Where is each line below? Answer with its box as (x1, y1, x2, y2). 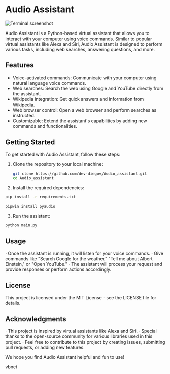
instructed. (12, 112, 36, 118)
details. (5, 300, 21, 306)
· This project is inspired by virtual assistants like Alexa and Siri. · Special (5, 328, 157, 334)
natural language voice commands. (12, 80, 86, 86)
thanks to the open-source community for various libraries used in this (5, 333, 153, 339)
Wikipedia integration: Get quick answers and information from (12, 96, 144, 102)
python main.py (5, 223, 38, 228)
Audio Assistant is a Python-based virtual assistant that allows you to (5, 30, 150, 36)
